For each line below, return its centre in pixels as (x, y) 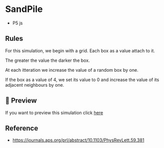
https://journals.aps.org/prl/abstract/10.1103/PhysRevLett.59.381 (78, 140)
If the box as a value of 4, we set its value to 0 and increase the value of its (82, 79)
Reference (22, 128)
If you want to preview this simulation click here (54, 113)
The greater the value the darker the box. (47, 60)
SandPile (24, 9)
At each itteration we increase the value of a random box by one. (72, 70)
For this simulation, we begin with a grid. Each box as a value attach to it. (80, 50)
